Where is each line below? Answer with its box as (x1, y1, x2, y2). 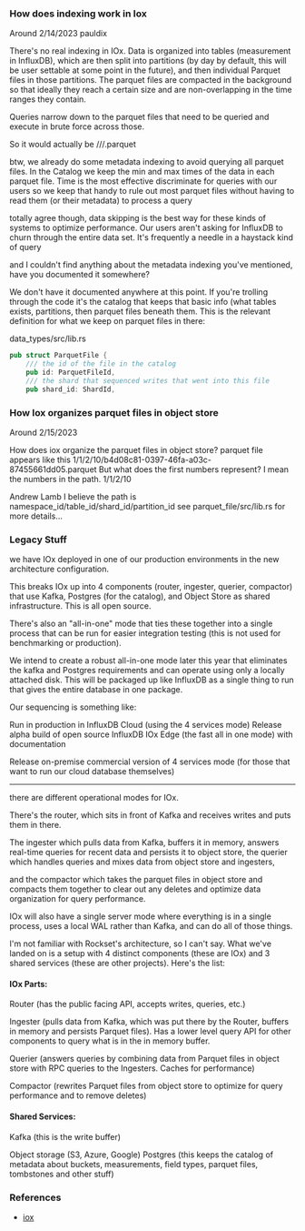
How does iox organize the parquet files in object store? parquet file (9, 444, 263, 455)
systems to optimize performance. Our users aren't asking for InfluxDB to (9, 222, 283, 234)
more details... (9, 510, 64, 521)
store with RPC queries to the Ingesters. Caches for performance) (9, 1063, 256, 1074)
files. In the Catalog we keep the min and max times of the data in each (9, 166, 275, 177)
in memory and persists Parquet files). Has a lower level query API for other (9, 1026, 292, 1037)
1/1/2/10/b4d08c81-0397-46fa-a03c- (72, 454, 212, 465)
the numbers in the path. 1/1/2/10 (9, 473, 132, 484)
